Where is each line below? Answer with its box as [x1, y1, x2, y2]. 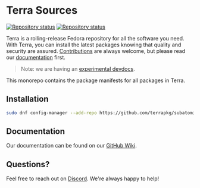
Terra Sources [6, 4, 78, 17]
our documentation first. [6, 54, 65, 61]
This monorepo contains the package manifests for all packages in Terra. [6, 77, 186, 84]
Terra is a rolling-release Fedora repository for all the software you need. [6, 35, 185, 42]
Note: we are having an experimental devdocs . [20, 65, 135, 72]
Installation [6, 94, 49, 104]
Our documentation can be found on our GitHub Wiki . [6, 142, 137, 149]
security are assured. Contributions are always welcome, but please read [6, 47, 186, 54]
